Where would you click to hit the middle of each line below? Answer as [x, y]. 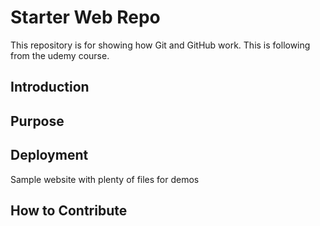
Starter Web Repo [85, 17]
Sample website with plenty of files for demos [105, 179]
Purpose [37, 121]
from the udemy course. [60, 55]
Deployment [49, 155]
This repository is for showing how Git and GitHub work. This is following [160, 45]
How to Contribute [69, 210]
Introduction [50, 87]
